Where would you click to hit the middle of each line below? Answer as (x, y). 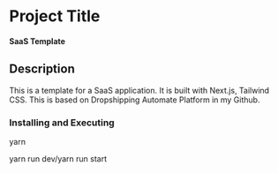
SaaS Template (38, 41)
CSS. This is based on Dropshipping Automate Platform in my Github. (135, 100)
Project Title (55, 16)
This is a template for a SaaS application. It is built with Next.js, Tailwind (139, 90)
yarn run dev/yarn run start (58, 158)
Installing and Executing (62, 123)
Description (42, 69)
